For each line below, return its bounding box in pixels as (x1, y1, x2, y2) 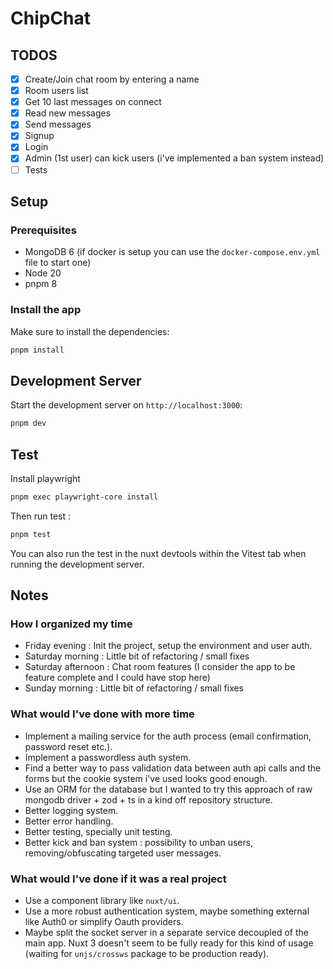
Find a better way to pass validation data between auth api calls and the (24, 762, 322, 774)
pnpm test (10, 529, 52, 539)
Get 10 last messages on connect (24, 96, 162, 108)
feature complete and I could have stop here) (24, 672, 211, 684)
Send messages (24, 118, 92, 131)
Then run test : (10, 510, 71, 522)
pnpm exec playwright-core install (10, 492, 159, 502)
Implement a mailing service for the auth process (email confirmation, (24, 730, 312, 742)
